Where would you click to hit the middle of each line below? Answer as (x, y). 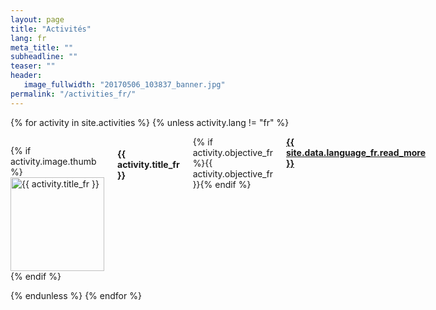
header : (26, 76)
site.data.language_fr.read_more (356, 152)
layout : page (37, 19)
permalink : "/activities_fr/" (73, 94)
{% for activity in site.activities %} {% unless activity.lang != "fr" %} (150, 122)
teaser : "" (33, 66)
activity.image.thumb (53, 161)
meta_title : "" (42, 47)
